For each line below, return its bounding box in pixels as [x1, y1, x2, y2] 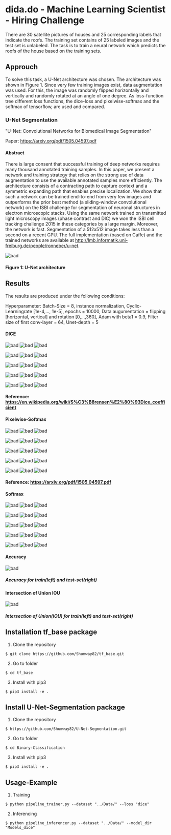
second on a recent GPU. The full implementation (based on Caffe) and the [5, 232, 163, 238]
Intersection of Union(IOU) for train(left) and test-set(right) [5, 613, 134, 619]
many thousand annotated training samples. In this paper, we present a [5, 167, 155, 173]
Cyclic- [126, 302, 142, 309]
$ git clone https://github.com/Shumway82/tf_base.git [5, 651, 125, 657]
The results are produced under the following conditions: [5, 293, 125, 299]
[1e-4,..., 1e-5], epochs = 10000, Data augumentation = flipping [33, 308, 166, 314]
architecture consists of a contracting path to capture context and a [5, 183, 148, 189]
